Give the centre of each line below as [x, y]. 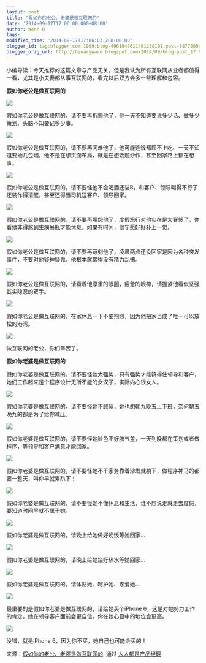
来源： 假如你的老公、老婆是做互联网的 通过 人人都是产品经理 [84, 654]
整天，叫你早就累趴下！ [47, 478]
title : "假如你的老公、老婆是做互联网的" [53, 18]
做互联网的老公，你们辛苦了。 [44, 348]
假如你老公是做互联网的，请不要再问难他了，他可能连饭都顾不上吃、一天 [97, 147]
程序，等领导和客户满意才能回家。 [49, 446]
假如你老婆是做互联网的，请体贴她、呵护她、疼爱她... [73, 584]
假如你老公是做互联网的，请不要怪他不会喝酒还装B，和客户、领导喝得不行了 [102, 187]
